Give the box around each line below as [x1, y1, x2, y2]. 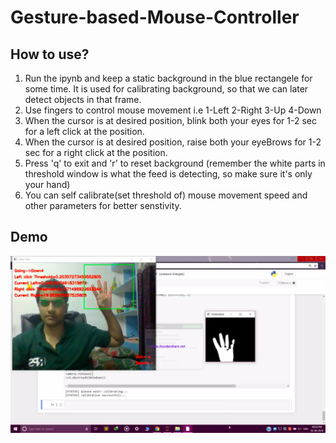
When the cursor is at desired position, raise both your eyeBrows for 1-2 [24, 136, 322, 148]
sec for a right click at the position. [24, 147, 168, 158]
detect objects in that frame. [24, 94, 142, 105]
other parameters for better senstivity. [24, 200, 182, 211]
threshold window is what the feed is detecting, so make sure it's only [24, 168, 313, 180]
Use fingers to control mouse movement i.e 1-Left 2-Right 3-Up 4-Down [24, 104, 322, 116]
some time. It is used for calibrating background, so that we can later [24, 83, 309, 95]
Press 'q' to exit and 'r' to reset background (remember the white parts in [24, 157, 326, 169]
